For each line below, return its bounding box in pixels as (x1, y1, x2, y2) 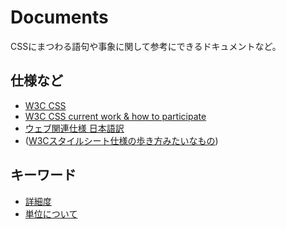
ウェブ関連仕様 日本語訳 (24, 122, 125, 134)
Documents (10, 6, 109, 29)
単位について (24, 207, 78, 220)
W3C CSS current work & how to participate (24, 110, 207, 122)
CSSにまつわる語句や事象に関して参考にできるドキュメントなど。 (10, 40, 282, 52)
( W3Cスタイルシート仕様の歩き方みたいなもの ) (24, 134, 219, 146)
